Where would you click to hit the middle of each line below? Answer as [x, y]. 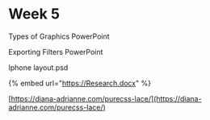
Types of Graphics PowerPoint [59, 36]
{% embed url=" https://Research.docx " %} [80, 83]
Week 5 [34, 14]
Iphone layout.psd [38, 67]
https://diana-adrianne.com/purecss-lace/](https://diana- [106, 98]
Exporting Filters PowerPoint [56, 52]
